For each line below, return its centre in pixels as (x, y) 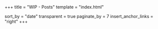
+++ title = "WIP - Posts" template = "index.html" (54, 7)
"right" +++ (16, 22)
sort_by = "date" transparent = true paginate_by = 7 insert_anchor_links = (79, 16)
